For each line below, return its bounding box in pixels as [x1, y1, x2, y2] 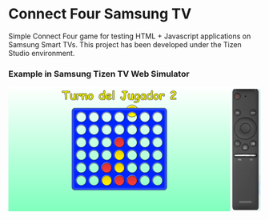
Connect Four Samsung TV [8, 5, 192, 23]
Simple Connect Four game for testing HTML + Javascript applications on [8, 31, 251, 41]
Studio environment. [8, 48, 75, 58]
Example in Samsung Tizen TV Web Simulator [8, 68, 190, 79]
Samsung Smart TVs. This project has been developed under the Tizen [8, 39, 242, 49]
